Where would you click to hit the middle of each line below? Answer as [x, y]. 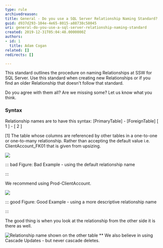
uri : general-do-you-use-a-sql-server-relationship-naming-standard [76, 28]
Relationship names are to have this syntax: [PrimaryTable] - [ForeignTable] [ [82, 121]
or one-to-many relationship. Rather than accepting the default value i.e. [78, 141]
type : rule [16, 9]
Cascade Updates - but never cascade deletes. [52, 240]
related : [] [17, 50]
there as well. [18, 226]
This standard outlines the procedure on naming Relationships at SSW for [79, 73]
